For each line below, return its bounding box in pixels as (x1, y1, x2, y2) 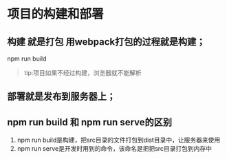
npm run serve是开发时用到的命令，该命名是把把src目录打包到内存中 (17, 145, 212, 153)
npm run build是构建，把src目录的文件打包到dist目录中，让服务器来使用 (17, 136, 221, 145)
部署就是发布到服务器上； (7, 91, 116, 103)
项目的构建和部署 (7, 6, 105, 22)
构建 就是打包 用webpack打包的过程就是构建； (7, 36, 206, 47)
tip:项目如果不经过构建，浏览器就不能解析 (23, 69, 142, 76)
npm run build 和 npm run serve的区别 (7, 116, 172, 128)
